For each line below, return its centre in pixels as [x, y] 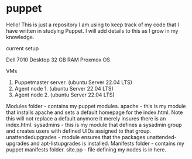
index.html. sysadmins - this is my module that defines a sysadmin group [94, 125]
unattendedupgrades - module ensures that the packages [76, 137]
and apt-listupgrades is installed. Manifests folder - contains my [107, 143]
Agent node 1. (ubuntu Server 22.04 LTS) [64, 88]
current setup [23, 48]
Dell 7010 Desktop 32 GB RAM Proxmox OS [58, 60]
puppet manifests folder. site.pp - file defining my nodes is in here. [86, 149]
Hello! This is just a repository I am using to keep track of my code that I [93, 25]
